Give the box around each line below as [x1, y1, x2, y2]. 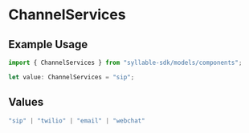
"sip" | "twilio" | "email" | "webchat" [8, 116, 146, 125]
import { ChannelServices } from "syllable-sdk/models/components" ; [8, 58, 243, 66]
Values [8, 95, 44, 109]
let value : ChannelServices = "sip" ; [8, 73, 135, 81]
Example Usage [8, 38, 88, 51]
